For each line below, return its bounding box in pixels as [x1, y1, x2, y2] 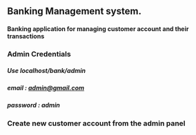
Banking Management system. [7, 6, 141, 17]
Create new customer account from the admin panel [7, 118, 186, 128]
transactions [7, 32, 45, 40]
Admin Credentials [7, 49, 71, 59]
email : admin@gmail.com [7, 83, 85, 92]
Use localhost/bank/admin [7, 66, 86, 74]
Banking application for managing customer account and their [7, 24, 189, 33]
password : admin [7, 101, 61, 110]
